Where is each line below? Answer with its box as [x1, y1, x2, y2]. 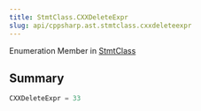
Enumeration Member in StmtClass [9, 45, 136, 55]
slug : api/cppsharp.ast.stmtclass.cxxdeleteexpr [9, 21, 192, 30]
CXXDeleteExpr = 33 [9, 94, 81, 103]
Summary [9, 70, 65, 85]
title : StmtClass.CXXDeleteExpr [9, 12, 128, 22]
